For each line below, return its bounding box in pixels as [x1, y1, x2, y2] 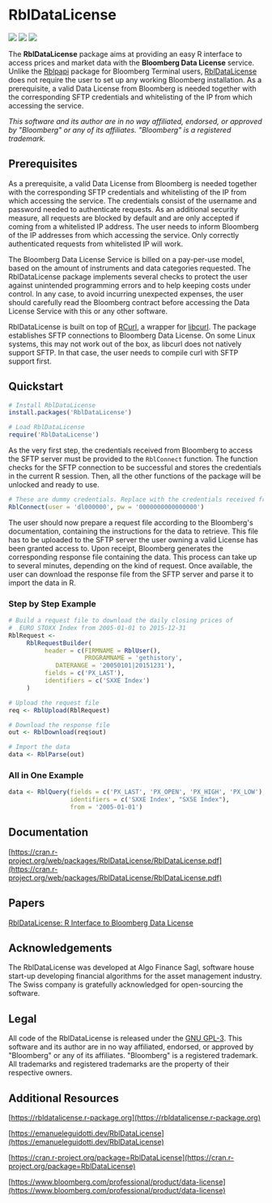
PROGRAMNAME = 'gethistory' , [84, 654, 183, 662]
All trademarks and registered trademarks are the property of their [8, 1059, 230, 1069]
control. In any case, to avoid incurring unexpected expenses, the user [8, 289, 244, 299]
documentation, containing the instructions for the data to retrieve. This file [8, 526, 259, 536]
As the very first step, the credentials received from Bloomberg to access [8, 445, 253, 455]
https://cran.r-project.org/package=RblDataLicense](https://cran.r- [11, 1153, 235, 1163]
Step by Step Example [8, 597, 97, 609]
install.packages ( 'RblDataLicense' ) [8, 409, 132, 417]
